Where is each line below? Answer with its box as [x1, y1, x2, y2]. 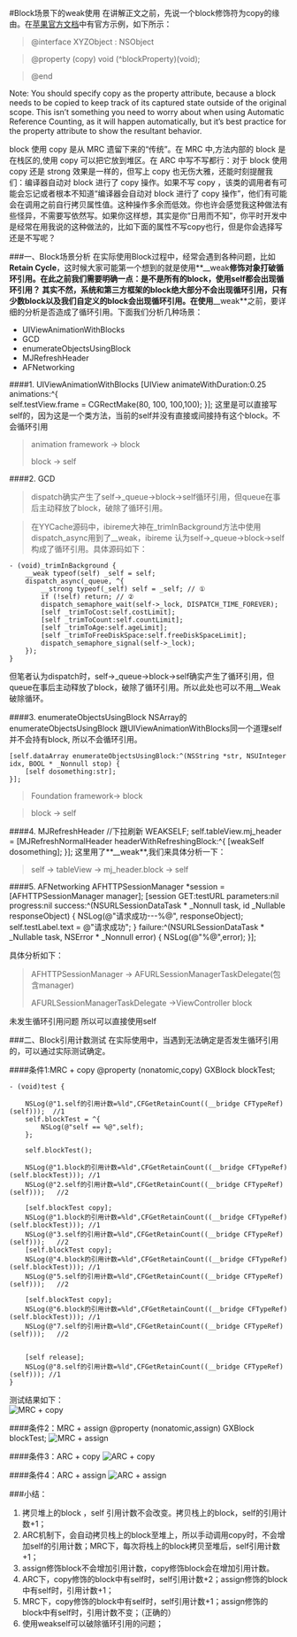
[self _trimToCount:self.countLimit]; [41, 616, 184, 625]
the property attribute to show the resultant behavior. [9, 126, 202, 136]
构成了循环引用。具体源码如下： [30, 544, 148, 554]
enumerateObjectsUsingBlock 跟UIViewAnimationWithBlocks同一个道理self [9, 723, 283, 733]
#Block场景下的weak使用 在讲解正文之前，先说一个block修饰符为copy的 [9, 8, 272, 18]
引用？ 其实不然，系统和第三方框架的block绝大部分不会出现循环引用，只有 [16, 284, 287, 295]
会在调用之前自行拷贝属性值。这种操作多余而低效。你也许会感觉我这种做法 [9, 199, 280, 210]
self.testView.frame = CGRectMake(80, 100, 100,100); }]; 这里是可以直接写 [9, 400, 278, 409]
